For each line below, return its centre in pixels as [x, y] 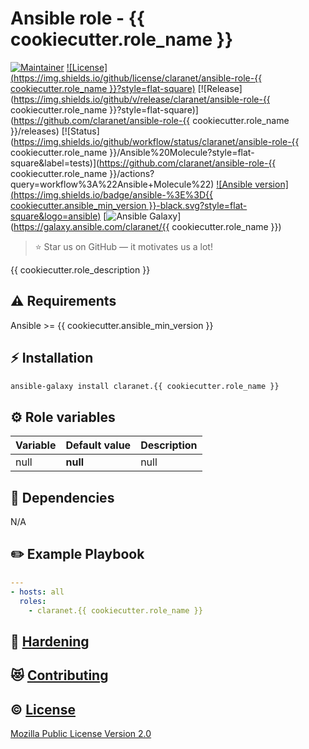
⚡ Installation [52, 358]
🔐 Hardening [50, 641]
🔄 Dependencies [62, 497]
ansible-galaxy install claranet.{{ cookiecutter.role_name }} [145, 386]
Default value [98, 445]
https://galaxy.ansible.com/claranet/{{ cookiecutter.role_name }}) [147, 226]
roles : [33, 601]
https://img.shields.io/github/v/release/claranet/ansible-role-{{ [142, 99]
